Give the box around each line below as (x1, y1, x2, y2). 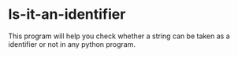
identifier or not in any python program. (8, 39, 136, 48)
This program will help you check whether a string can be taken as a (8, 31, 230, 41)
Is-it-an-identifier (8, 5, 126, 23)
